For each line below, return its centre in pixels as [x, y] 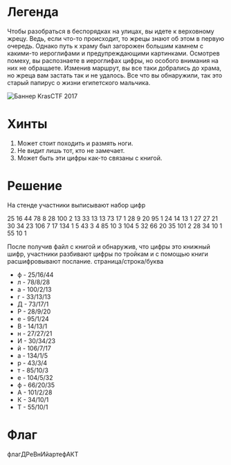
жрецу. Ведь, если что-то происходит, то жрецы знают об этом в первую [116, 38]
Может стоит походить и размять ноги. [75, 143]
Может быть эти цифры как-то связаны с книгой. [90, 158]
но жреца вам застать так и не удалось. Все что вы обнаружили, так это [115, 75]
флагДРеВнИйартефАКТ [43, 454]
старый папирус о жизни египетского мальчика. [79, 82]
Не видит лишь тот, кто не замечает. [71, 150]
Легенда [33, 12]
